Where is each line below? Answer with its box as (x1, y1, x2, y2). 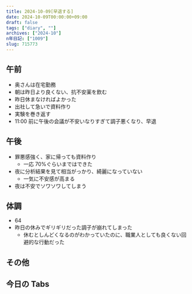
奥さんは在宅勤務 (14, 81, 56, 88)
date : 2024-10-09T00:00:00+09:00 (6, 14, 88, 20)
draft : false (6, 19, 38, 25)
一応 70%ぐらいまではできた (23, 160, 92, 167)
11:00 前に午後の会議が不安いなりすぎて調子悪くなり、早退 (14, 118, 157, 125)
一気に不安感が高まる (23, 175, 75, 182)
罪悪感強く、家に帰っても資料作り (14, 153, 97, 160)
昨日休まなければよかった (14, 95, 77, 102)
